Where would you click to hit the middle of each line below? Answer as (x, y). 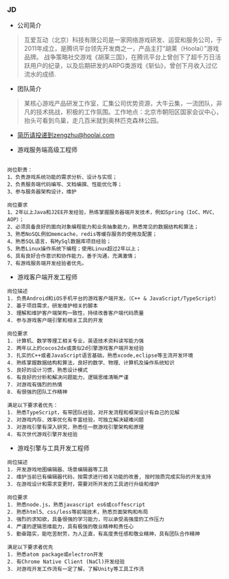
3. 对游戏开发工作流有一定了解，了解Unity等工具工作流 (75, 569)
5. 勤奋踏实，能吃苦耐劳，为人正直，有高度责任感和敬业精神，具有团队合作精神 (104, 534)
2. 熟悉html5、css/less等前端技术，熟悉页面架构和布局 (78, 512)
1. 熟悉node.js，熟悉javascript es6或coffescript (76, 505)
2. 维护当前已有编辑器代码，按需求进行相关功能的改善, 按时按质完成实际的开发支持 (109, 477)
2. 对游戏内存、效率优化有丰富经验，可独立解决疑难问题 (75, 420)
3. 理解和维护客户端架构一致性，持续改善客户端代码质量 (75, 314)
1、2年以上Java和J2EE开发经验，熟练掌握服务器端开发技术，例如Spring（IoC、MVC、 (112, 213)
